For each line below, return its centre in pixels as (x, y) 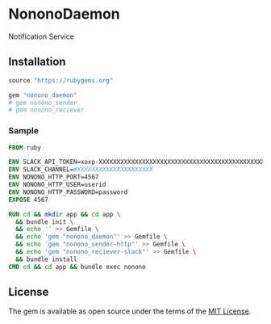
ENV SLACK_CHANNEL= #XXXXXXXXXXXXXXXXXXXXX (81, 170)
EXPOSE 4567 (28, 200)
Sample (23, 131)
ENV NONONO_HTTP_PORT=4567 (54, 177)
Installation (37, 62)
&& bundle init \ (45, 222)
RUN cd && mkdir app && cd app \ (65, 214)
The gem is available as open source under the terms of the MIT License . (130, 311)
